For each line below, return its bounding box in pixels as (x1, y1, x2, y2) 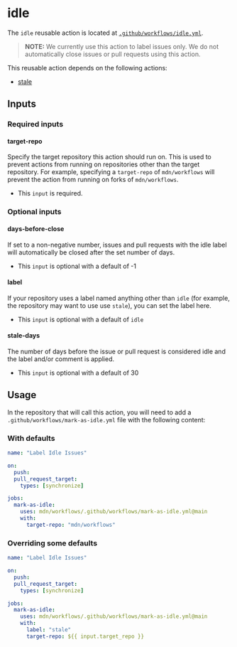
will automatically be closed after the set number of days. (7, 247, 175, 257)
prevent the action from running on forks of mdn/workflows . (7, 176, 179, 184)
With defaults (7, 433, 55, 443)
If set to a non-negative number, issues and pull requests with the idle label (7, 240, 227, 249)
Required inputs (7, 119, 64, 129)
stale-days (7, 331, 40, 340)
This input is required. (17, 189, 83, 198)
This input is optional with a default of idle (17, 315, 144, 323)
